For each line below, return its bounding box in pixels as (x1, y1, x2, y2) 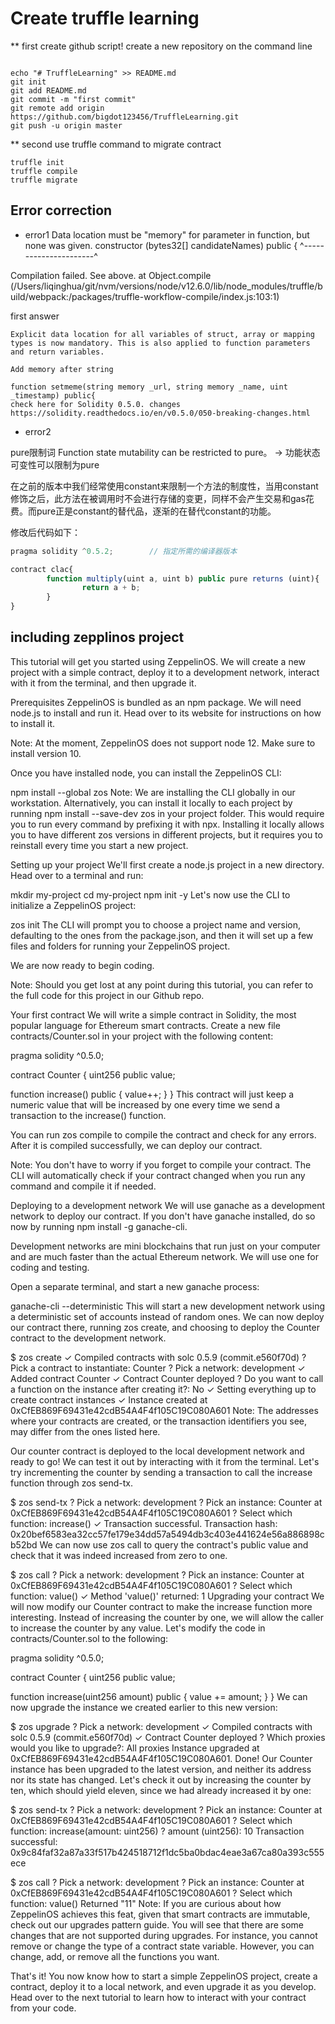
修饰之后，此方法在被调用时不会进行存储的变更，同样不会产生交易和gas (10, 492, 306, 504)
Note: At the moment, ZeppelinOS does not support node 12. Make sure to (10, 737, 316, 749)
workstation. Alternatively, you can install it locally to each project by (10, 797, 293, 809)
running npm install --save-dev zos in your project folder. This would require (10, 807, 325, 819)
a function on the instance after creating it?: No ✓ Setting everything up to (10, 1383, 317, 1395)
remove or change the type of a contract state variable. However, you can (10, 1940, 315, 1952)
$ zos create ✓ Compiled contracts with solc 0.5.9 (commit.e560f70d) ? (10, 1351, 307, 1363)
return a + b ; (81, 583, 141, 593)
